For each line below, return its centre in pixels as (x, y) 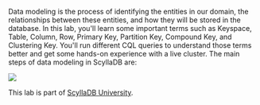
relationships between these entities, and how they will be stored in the (124, 20)
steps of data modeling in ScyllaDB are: (73, 62)
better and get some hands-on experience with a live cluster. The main (124, 54)
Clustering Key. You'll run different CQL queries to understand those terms (130, 45)
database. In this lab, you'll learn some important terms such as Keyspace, (130, 28)
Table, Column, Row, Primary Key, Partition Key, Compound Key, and (120, 37)
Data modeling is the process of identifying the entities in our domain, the (128, 12)
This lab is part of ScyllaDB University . (71, 92)
